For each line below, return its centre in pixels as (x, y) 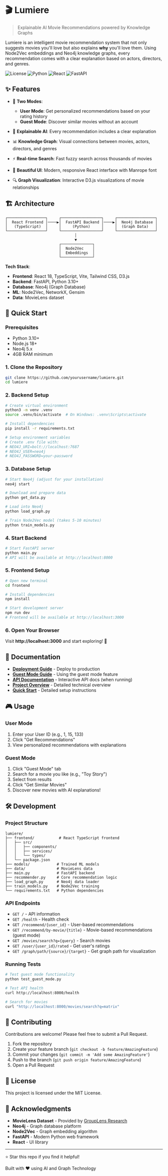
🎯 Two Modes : (27, 101)
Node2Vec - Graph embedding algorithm (55, 1131)
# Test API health (24, 988)
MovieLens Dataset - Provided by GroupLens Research (70, 1121)
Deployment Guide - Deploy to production (56, 669)
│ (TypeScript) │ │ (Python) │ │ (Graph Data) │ (81, 226)
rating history (33, 116)
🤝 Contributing (28, 1022)
